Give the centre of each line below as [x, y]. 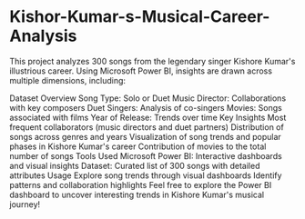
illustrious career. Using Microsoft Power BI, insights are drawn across [141, 71]
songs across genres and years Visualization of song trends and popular [146, 136]
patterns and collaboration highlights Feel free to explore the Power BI [141, 184]
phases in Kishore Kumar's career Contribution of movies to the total [138, 146]
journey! [25, 204]
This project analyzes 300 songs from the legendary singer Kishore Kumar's [152, 61]
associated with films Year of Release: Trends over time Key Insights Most [148, 117]
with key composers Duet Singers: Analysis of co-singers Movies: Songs [146, 107]
